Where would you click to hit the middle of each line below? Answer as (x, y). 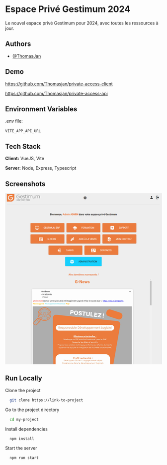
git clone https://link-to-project (46, 400)
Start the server (21, 448)
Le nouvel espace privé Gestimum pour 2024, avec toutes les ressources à (82, 23)
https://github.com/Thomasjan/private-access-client (59, 84)
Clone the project (23, 390)
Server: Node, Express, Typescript (41, 168)
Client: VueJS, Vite (25, 159)
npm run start (24, 458)
